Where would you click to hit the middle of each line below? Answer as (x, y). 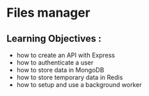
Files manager (48, 13)
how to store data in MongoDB (60, 70)
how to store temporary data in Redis (70, 77)
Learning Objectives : (54, 39)
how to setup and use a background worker (79, 85)
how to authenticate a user (55, 63)
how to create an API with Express (66, 55)
